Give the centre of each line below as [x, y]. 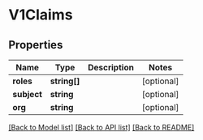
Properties [36, 45]
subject [28, 94]
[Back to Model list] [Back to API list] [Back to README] [101, 127]
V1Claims [41, 15]
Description [111, 68]
